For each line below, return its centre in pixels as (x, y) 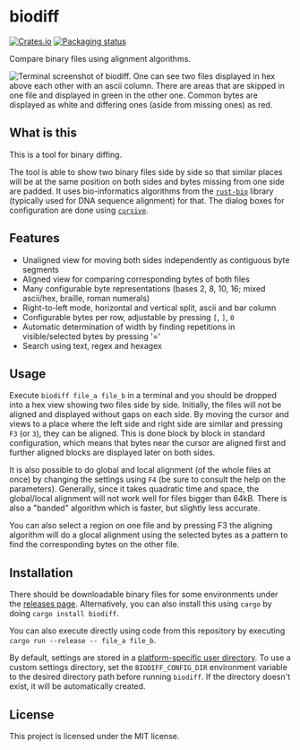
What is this (43, 133)
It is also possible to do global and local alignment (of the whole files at (140, 470)
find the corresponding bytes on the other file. (94, 545)
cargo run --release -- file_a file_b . (83, 641)
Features (34, 238)
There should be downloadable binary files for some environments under (144, 595)
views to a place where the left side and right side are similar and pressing (146, 424)
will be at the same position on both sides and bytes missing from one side (147, 181)
